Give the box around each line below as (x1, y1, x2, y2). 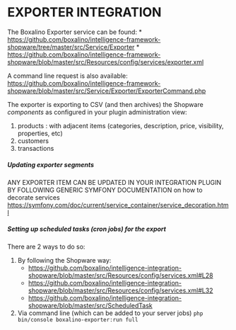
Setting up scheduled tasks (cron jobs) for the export (7, 224, 166, 233)
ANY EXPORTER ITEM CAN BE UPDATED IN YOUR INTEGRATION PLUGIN (7, 178, 222, 186)
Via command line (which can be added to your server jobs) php (17, 309, 203, 317)
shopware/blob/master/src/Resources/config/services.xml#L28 (28, 271, 213, 280)
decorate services (7, 193, 60, 202)
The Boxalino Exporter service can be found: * (7, 28, 143, 36)
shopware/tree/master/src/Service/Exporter (7, 42, 135, 51)
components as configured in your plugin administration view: (7, 108, 187, 116)
